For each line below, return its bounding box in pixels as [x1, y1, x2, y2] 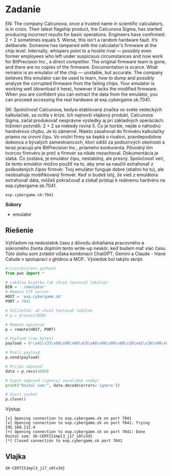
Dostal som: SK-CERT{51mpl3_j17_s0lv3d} [5, 434, 93, 439]
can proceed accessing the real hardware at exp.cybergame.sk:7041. [5, 96, 151, 103]
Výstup [5, 406, 20, 412]
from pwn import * [5, 270, 45, 276]
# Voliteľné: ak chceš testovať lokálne [5, 308, 93, 313]
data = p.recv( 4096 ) [5, 369, 50, 374]
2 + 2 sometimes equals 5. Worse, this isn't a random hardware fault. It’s [5, 37, 158, 43]
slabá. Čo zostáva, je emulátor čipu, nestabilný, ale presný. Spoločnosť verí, [5, 155, 165, 162]
